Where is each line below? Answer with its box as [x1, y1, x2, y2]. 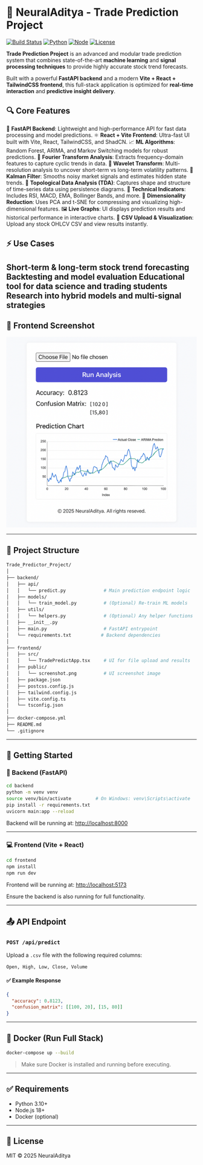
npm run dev [6, 870, 36, 876]
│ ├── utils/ [6, 606, 45, 613]
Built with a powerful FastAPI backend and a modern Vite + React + [6, 74, 176, 82]
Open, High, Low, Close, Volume [6, 964, 88, 970]
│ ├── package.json [6, 677, 61, 683]
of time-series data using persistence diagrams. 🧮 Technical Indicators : [6, 185, 186, 192]
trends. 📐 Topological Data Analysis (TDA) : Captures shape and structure [6, 179, 191, 186]
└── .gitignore [6, 727, 45, 734]
